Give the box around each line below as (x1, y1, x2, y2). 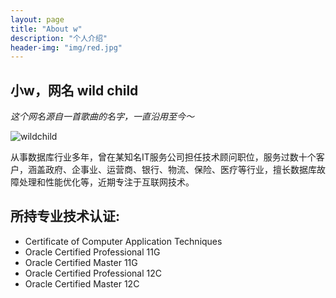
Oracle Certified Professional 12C (24, 267, 163, 279)
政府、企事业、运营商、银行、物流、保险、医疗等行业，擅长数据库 (44, 164, 317, 176)
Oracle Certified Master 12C (24, 277, 140, 290)
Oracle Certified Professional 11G (24, 246, 161, 258)
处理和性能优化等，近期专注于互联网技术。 (18, 176, 195, 188)
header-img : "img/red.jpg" (10, 42, 123, 53)
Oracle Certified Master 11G (24, 256, 138, 268)
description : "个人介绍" (10, 33, 108, 43)
